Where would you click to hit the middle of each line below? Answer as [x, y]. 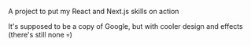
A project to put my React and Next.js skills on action [94, 11]
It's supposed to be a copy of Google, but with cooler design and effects [126, 26]
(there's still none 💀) [41, 35]
